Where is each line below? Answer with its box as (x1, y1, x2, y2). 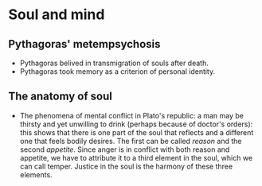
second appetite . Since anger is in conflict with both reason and (19, 145, 230, 154)
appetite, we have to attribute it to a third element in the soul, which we (19, 153, 253, 162)
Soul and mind (8, 6, 105, 24)
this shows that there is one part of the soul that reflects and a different (19, 127, 254, 137)
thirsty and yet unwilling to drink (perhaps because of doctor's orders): (19, 119, 253, 129)
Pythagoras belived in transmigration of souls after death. (19, 58, 209, 68)
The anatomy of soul (8, 90, 113, 103)
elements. (19, 169, 53, 180)
